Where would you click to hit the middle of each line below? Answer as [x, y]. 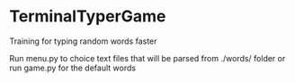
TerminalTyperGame [88, 16]
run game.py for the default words [73, 68]
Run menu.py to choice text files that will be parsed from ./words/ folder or [147, 58]
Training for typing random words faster [83, 41]
